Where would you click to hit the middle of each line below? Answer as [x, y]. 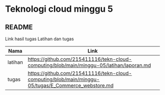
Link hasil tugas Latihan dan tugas [40, 39]
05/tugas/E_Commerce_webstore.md [71, 85]
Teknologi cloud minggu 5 [59, 9]
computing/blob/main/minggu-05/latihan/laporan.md [89, 65]
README [19, 27]
